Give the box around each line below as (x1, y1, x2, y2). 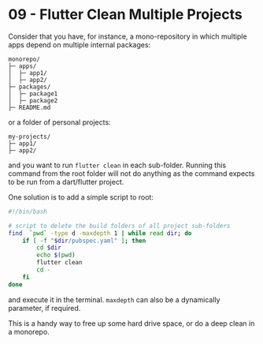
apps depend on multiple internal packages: (8, 39, 151, 49)
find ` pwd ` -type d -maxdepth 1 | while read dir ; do (8, 229, 192, 237)
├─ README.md (8, 103, 51, 111)
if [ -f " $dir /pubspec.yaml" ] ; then (22, 237, 146, 245)
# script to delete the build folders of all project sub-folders (8, 222, 231, 230)
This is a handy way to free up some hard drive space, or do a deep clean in (8, 318, 255, 328)
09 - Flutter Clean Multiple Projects (8, 6, 243, 24)
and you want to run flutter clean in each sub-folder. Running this (8, 160, 227, 170)
